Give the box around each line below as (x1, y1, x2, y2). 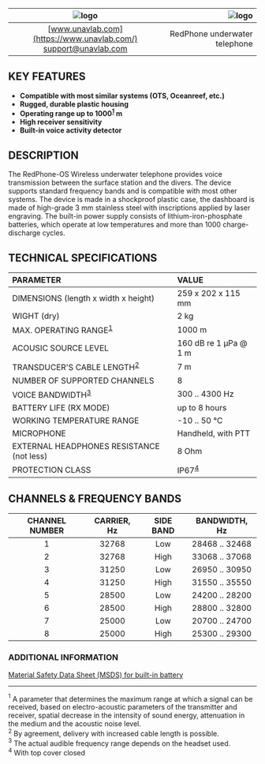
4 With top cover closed (8, 747, 85, 758)
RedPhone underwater (169, 28, 253, 39)
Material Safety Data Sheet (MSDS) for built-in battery (8, 670, 184, 680)
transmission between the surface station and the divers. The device (8, 178, 231, 188)
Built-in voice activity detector (19, 125, 122, 135)
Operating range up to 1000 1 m (19, 107, 123, 118)
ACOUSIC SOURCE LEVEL (12, 343, 109, 354)
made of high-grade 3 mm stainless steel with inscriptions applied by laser (8, 203, 251, 212)
